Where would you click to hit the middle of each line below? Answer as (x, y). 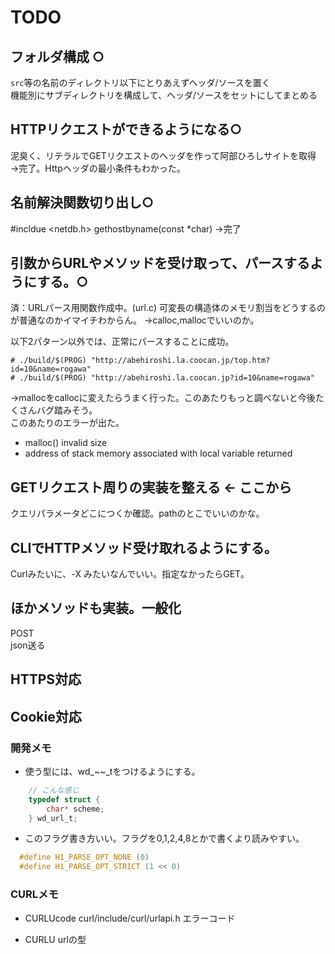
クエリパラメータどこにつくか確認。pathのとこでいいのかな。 (137, 513)
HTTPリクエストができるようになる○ (126, 129)
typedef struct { (64, 799)
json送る (28, 645)
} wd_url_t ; (53, 818)
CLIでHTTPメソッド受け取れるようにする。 (144, 547)
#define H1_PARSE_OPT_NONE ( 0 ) (84, 857)
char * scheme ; (75, 809)
